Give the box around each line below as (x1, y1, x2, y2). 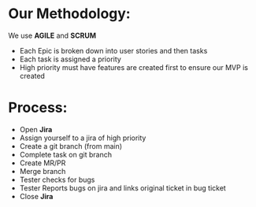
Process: (8, 99, 68, 116)
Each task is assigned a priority (19, 54, 122, 64)
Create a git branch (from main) (19, 141, 123, 150)
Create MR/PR (19, 158, 66, 168)
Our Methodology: (8, 5, 132, 23)
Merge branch (19, 166, 66, 176)
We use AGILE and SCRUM (8, 31, 97, 40)
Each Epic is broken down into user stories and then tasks (19, 46, 208, 55)
